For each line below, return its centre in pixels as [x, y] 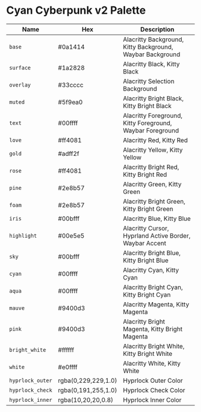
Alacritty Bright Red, [151, 167]
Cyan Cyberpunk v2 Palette [76, 10]
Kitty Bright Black [147, 106]
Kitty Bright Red [145, 174]
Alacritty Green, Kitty [152, 184]
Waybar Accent [144, 243]
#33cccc [71, 85]
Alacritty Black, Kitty [151, 64]
